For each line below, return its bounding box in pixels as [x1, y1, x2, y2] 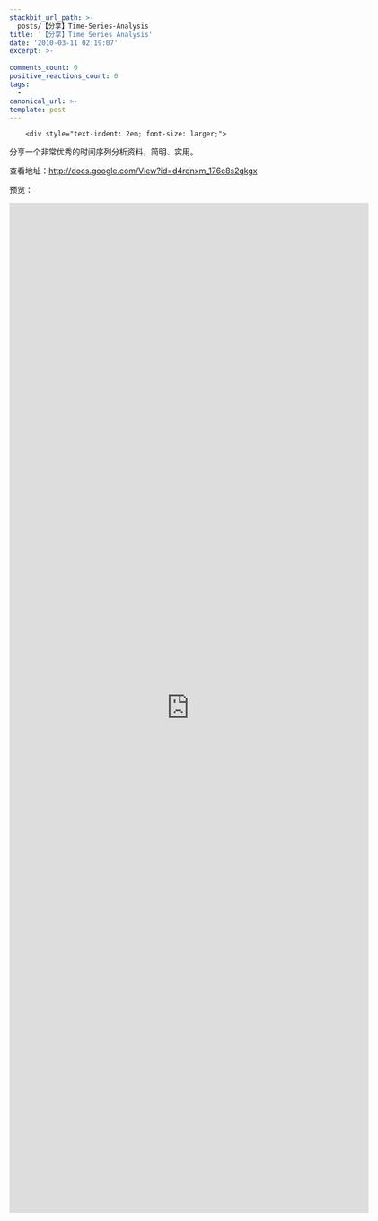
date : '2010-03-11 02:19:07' [9, 38, 119, 48]
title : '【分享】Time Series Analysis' [9, 30, 154, 39]
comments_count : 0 [9, 64, 78, 73]
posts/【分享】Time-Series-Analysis [17, 22, 150, 31]
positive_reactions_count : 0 [9, 72, 119, 81]
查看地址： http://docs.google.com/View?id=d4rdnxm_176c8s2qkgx [9, 165, 258, 176]
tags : [9, 80, 30, 89]
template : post [9, 105, 66, 114]
